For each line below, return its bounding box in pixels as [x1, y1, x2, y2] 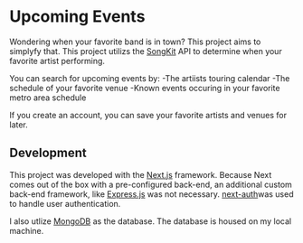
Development [9, 145, 88, 161]
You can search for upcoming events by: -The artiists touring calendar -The [9, 72, 290, 83]
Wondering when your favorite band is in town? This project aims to [9, 36, 261, 47]
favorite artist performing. [9, 55, 106, 66]
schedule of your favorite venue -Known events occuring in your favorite [9, 82, 280, 93]
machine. [9, 225, 44, 236]
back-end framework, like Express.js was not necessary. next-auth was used [9, 188, 294, 200]
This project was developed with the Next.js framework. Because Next [9, 169, 272, 180]
